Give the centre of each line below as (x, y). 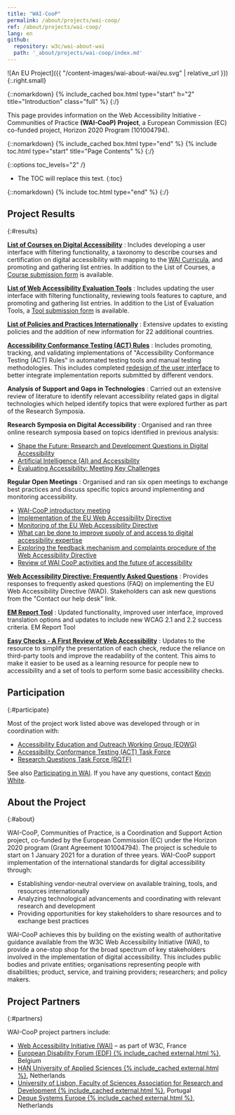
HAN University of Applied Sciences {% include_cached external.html (118, 1068)
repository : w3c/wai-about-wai (59, 46)
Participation (36, 693)
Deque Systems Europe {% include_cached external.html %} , (106, 1098)
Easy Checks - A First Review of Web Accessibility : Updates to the (106, 641)
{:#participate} (28, 710)
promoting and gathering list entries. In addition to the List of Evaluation (110, 303)
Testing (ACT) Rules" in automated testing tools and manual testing (104, 360)
